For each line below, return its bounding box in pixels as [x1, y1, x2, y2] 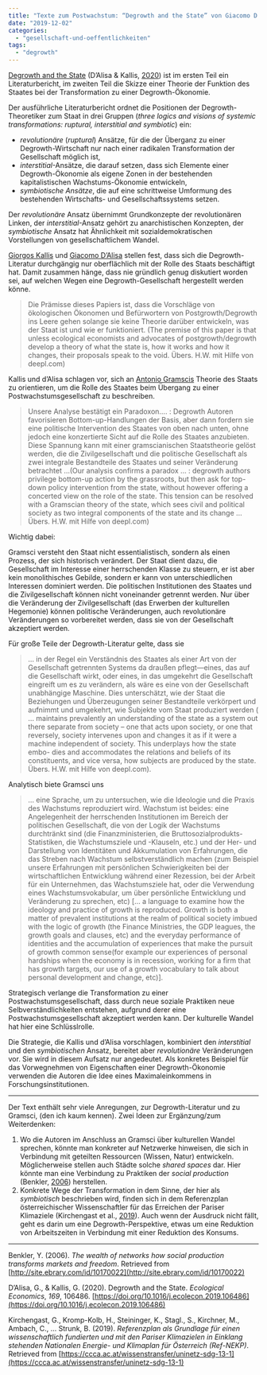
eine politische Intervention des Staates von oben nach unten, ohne [27, 423, 249, 433]
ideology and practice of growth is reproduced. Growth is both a [27, 905, 238, 914]
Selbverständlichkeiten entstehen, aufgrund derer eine [8, 1005, 187, 1015]
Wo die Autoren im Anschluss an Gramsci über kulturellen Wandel [19, 1135, 235, 1144]
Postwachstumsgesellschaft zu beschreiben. [8, 391, 155, 400]
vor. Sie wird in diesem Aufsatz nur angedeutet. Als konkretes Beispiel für [8, 1054, 249, 1063]
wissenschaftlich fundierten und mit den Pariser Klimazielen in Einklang [8, 1332, 243, 1342]
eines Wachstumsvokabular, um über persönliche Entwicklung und [27, 888, 246, 898]
